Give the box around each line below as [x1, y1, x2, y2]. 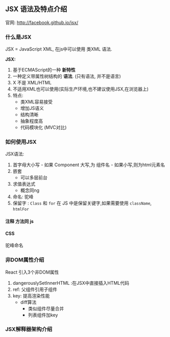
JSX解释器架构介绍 [5, 326, 53, 333]
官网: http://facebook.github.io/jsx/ [5, 19, 79, 26]
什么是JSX [5, 33, 32, 40]
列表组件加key [28, 311, 58, 318]
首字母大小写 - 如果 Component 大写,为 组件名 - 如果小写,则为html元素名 [12, 162, 165, 168]
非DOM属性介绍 [5, 256, 44, 263]
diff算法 [20, 299, 37, 305]
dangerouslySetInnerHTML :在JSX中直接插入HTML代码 [12, 280, 129, 286]
